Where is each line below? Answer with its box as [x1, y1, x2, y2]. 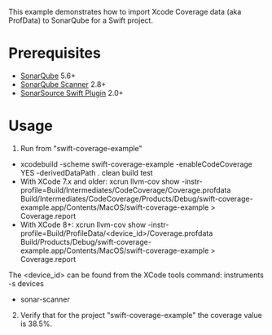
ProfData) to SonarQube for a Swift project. [8, 15, 153, 25]
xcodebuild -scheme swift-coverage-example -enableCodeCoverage [20, 159, 252, 169]
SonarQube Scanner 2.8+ [20, 79, 107, 89]
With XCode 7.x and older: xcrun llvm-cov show [20, 176, 181, 186]
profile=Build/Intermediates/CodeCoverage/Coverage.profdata [20, 185, 231, 194]
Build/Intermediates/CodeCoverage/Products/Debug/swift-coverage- [20, 194, 254, 203]
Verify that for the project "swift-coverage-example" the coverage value [20, 310, 262, 320]
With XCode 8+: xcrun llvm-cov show [20, 220, 147, 229]
